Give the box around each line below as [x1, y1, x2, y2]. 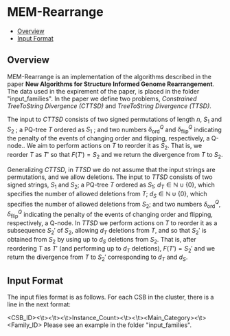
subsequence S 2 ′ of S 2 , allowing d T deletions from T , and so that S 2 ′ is [7, 227, 207, 236]
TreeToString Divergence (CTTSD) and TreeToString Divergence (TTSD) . [7, 101, 211, 110]
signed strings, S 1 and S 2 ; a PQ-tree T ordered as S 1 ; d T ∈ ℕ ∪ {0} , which [7, 180, 215, 190]
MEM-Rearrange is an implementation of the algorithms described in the [7, 72, 211, 81]
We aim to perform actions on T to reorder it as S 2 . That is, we [26, 142, 203, 151]
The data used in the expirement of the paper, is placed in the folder [7, 87, 200, 95]
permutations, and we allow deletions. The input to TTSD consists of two [7, 173, 213, 181]
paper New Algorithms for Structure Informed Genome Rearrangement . [7, 80, 215, 88]
